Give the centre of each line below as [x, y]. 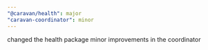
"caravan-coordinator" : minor [51, 20]
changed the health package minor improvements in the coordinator [104, 39]
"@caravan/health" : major [44, 13]
